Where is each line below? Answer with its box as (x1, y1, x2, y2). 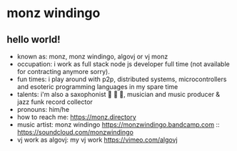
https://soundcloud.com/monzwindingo (16, 128, 133, 136)
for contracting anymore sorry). (16, 68, 110, 75)
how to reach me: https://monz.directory (16, 113, 136, 121)
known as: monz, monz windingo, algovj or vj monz (16, 52, 168, 61)
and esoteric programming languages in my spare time (16, 83, 178, 90)
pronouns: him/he (16, 105, 69, 113)
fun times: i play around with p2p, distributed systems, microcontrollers (16, 75, 227, 83)
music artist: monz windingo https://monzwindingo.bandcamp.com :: (16, 120, 220, 129)
